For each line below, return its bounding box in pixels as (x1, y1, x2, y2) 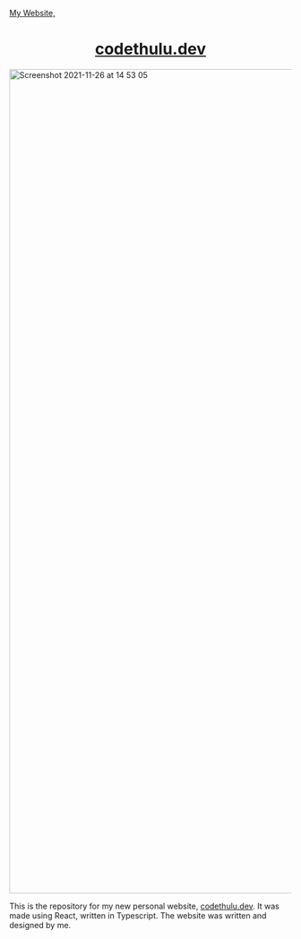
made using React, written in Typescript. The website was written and (9, 909, 267, 921)
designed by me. (9, 919, 72, 930)
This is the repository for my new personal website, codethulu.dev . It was (9, 900, 280, 911)
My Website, (9, 8, 56, 18)
